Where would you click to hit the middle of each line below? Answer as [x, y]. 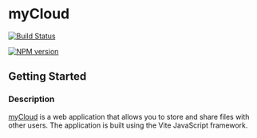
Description [32, 99]
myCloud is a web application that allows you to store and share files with [129, 116]
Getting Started [47, 77]
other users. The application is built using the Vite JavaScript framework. [128, 125]
